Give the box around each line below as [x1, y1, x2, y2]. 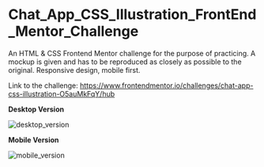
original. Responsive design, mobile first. [8, 65, 141, 74]
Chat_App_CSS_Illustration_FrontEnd [8, 6, 257, 24]
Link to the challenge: [8, 81, 79, 90]
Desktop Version [8, 104, 65, 114]
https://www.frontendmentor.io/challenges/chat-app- [80, 81, 254, 90]
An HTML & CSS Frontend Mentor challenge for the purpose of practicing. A [8, 48, 256, 58]
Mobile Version [8, 135, 59, 144]
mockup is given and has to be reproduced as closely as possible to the [8, 57, 243, 66]
